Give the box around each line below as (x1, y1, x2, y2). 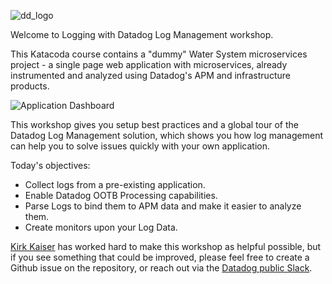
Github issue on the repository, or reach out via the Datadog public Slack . (10, 262, 313, 274)
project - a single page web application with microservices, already (10, 59, 288, 70)
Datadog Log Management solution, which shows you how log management (10, 130, 324, 141)
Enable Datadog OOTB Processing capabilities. (24, 190, 218, 201)
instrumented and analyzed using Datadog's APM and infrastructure (10, 70, 291, 81)
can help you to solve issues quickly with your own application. (10, 140, 270, 152)
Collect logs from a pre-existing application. (24, 179, 206, 190)
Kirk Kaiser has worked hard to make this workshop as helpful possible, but (10, 241, 322, 252)
